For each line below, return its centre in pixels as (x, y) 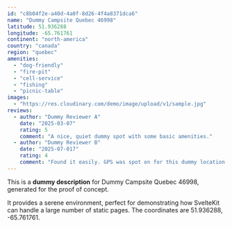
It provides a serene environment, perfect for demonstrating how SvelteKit (114, 203)
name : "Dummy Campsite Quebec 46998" (62, 20)
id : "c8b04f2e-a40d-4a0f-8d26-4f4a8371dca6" (73, 14)
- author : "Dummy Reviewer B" (57, 143)
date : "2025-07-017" (49, 149)
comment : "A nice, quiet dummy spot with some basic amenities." (116, 136)
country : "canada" (34, 46)
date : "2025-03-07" (48, 123)
